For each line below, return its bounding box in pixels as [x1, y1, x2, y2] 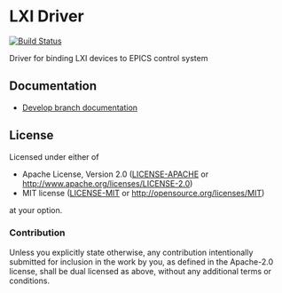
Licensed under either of [9, 151, 99, 162]
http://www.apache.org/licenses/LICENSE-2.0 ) [21, 178, 193, 188]
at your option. [9, 204, 63, 215]
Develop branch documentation [21, 102, 138, 113]
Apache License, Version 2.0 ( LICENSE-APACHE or [21, 169, 209, 179]
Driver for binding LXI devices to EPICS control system [9, 52, 208, 63]
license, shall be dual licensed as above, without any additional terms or [9, 265, 272, 276]
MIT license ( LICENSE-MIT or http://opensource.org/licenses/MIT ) [21, 187, 265, 198]
